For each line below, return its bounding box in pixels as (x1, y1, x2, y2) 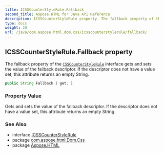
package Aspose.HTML (12, 142, 60, 148)
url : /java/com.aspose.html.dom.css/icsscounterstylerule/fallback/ (5, 30, 147, 35)
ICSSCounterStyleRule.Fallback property (5, 48, 133, 56)
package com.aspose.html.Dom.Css (12, 137, 85, 143)
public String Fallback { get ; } (5, 81, 73, 86)
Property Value (5, 92, 42, 99)
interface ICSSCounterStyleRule (12, 132, 77, 138)
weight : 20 (5, 25, 27, 30)
